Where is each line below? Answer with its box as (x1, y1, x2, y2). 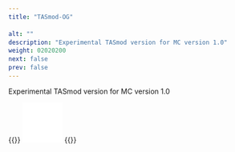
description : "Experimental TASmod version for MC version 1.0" (8, 38, 228, 46)
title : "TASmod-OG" (8, 13, 74, 21)
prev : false (8, 64, 48, 72)
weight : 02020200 (8, 46, 67, 55)
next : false (8, 55, 48, 63)
